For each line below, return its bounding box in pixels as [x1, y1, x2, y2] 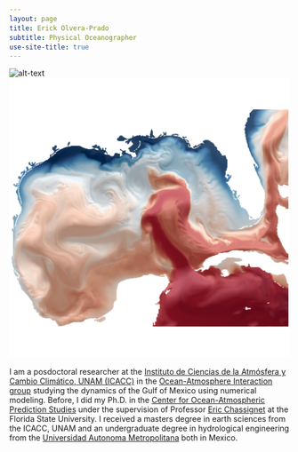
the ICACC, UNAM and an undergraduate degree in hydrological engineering [9, 423, 290, 434]
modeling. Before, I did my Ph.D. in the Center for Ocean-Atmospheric [9, 395, 265, 406]
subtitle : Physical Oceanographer [9, 33, 138, 42]
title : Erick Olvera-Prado [9, 23, 109, 33]
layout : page [9, 14, 58, 23]
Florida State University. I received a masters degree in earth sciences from [9, 414, 286, 424]
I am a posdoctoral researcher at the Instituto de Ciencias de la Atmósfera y [9, 367, 286, 377]
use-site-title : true [9, 43, 90, 52]
